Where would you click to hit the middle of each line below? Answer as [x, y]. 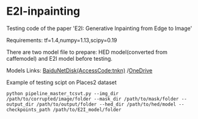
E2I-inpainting [43, 11]
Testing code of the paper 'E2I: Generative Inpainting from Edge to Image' [99, 28]
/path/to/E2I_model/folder [87, 109]
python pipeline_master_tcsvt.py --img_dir [63, 93]
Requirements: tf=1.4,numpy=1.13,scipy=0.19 [62, 40]
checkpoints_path [28, 109]
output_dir [20, 104]
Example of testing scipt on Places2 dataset [62, 82]
